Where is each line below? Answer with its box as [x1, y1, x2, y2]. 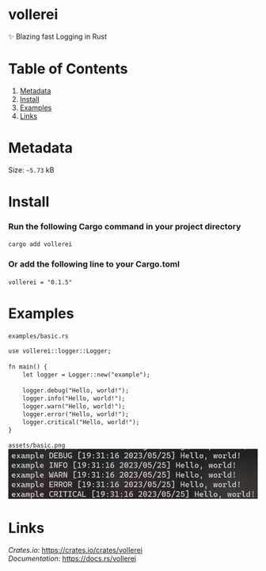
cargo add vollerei [8, 240, 73, 248]
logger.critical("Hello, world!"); [22, 418, 140, 426]
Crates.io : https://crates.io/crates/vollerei [8, 546, 142, 555]
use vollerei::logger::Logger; [8, 346, 112, 355]
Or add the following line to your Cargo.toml [8, 259, 180, 270]
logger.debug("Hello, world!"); [22, 386, 129, 395]
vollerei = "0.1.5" [8, 278, 73, 286]
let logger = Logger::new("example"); [22, 370, 150, 379]
